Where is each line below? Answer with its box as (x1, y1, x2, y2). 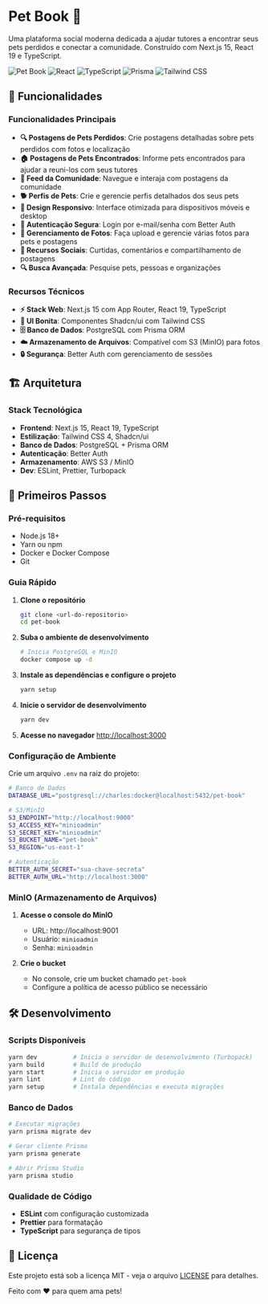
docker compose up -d (19, 656, 92, 664)
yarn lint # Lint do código (8, 1076, 131, 1084)
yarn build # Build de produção (8, 1061, 142, 1069)
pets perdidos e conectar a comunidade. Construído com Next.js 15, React (8, 42, 254, 51)
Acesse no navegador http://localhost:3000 (19, 730, 167, 740)
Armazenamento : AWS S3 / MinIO (19, 457, 135, 467)
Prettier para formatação (19, 1217, 103, 1227)
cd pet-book (19, 618, 60, 626)
